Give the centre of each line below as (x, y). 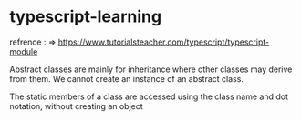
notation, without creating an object (76, 106)
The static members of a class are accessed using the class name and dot (149, 96)
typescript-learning (86, 17)
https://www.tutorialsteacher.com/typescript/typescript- (164, 42)
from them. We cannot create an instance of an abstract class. (127, 78)
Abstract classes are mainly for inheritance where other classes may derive (151, 69)
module (24, 51)
